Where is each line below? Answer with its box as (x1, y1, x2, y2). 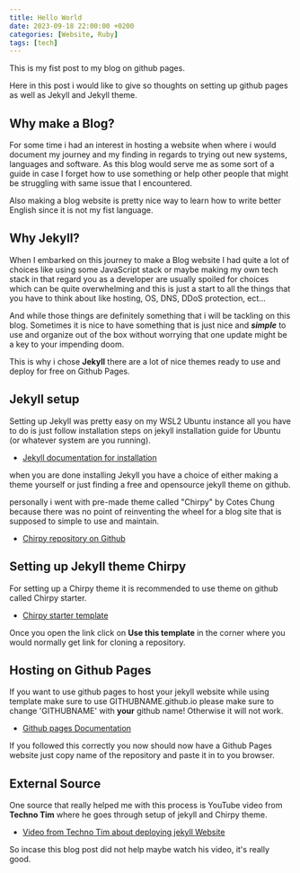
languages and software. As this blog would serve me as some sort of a (9, 159, 275, 170)
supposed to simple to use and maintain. (9, 516, 160, 526)
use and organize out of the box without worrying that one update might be (9, 329, 287, 339)
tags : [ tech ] (9, 38, 58, 48)
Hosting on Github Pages (9, 662, 152, 678)
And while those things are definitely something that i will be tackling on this (9, 310, 291, 321)
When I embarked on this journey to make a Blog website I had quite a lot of (9, 254, 290, 265)
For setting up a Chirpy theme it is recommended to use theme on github (9, 583, 278, 594)
